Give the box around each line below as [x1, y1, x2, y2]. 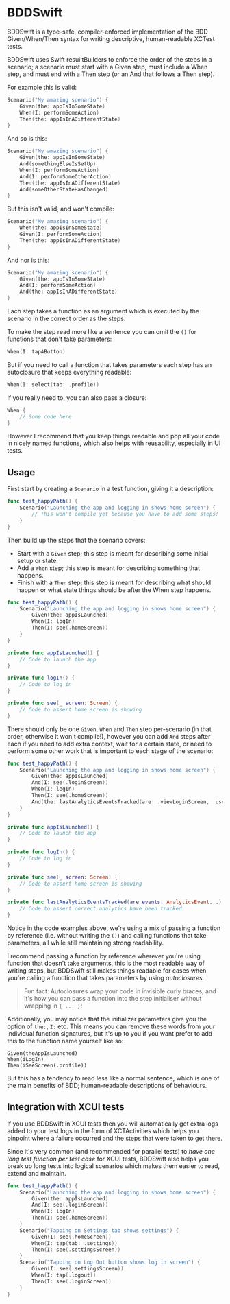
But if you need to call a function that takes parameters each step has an [7, 360, 212, 368]
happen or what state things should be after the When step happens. [16, 585, 212, 594]
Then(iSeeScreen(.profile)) [7, 1062, 88, 1069]
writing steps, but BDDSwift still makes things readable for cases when [7, 967, 207, 975]
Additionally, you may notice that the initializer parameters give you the [7, 1015, 207, 1023]
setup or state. [16, 556, 58, 565]
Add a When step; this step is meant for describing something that [16, 564, 201, 572]
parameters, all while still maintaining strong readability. [7, 938, 164, 947]
